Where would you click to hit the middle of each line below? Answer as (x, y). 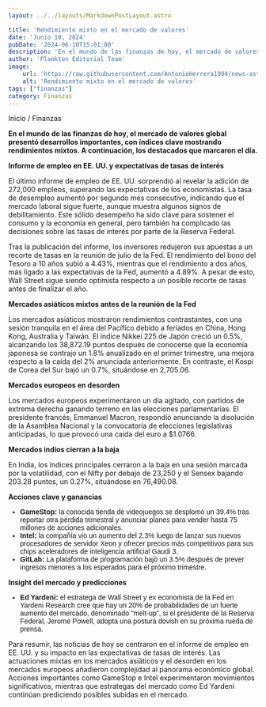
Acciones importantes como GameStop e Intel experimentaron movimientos (131, 678)
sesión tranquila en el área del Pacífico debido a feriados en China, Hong (127, 328)
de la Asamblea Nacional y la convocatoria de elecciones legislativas (120, 426)
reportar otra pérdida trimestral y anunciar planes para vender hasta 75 (128, 520)
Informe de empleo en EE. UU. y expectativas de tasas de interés (116, 166)
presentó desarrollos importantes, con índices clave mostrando (115, 142)
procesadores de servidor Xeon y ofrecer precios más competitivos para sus (137, 544)
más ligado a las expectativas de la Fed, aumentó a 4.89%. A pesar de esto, (132, 272)
